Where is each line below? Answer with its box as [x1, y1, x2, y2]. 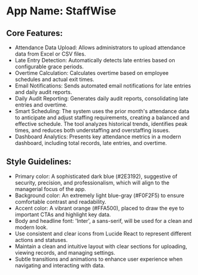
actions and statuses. [14, 236, 68, 243]
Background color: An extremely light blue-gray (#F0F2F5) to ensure [14, 192, 184, 199]
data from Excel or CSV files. [14, 50, 86, 58]
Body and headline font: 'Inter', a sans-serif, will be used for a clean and [14, 217, 193, 224]
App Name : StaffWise [6, 4, 117, 18]
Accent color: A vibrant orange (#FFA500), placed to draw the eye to [14, 204, 184, 211]
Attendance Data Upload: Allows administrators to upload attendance [14, 44, 185, 51]
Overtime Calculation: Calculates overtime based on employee [14, 69, 169, 76]
